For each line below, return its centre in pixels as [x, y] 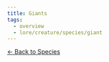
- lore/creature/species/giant [58, 32]
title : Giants [27, 13]
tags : [15, 20]
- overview [29, 26]
